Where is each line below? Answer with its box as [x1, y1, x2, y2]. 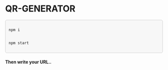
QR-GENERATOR [5, 3, 76, 14]
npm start [8, 40, 29, 45]
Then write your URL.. [5, 58, 51, 65]
